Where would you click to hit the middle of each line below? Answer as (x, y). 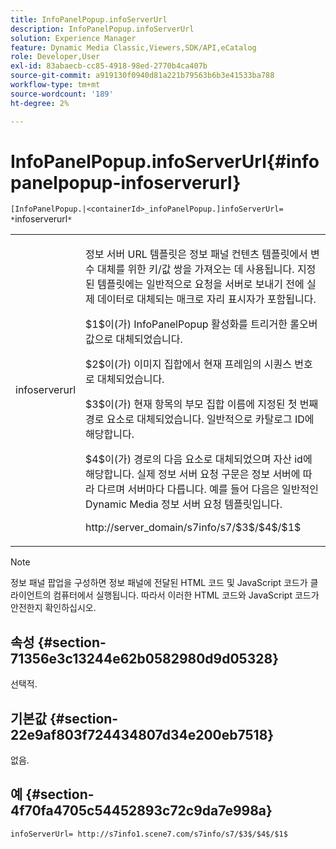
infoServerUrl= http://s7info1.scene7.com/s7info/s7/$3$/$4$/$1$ (149, 834)
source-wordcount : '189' (62, 94)
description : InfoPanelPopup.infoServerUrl (102, 29)
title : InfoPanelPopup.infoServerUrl (89, 19)
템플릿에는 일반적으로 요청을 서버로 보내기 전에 (201, 284)
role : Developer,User (55, 57)
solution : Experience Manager (73, 38)
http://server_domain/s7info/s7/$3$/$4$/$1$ (193, 528)
